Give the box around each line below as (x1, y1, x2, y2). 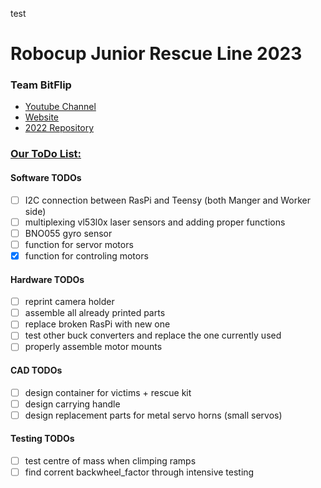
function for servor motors (24, 238, 134, 250)
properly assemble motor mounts (24, 341, 163, 353)
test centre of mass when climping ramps (24, 455, 197, 467)
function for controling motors (24, 249, 149, 262)
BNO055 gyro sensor (24, 227, 113, 239)
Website (24, 111, 60, 123)
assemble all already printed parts (24, 307, 166, 319)
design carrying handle (24, 398, 121, 410)
